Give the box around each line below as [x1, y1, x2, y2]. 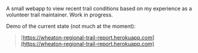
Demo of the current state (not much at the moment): [6, 23, 136, 29]
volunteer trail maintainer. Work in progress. [6, 11, 113, 18]
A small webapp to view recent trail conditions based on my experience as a [6, 5, 193, 12]
